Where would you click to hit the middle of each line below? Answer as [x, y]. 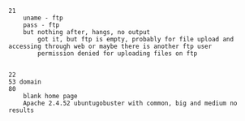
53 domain [25, 82]
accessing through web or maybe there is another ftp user [110, 46]
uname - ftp [43, 18]
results [21, 110]
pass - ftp [41, 25]
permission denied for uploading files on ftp [118, 54]
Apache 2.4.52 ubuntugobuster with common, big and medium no [130, 103]
